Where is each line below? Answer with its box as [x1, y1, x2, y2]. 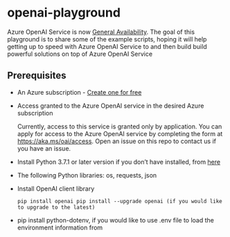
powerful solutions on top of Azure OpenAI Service [7, 50, 153, 58]
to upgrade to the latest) [17, 204, 96, 211]
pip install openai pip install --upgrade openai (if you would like [17, 198, 223, 205]
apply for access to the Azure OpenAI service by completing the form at [17, 129, 223, 138]
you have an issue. [17, 144, 71, 153]
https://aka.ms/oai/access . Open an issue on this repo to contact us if [17, 137, 217, 145]
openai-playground [7, 5, 121, 21]
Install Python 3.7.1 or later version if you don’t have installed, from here [17, 158, 220, 166]
